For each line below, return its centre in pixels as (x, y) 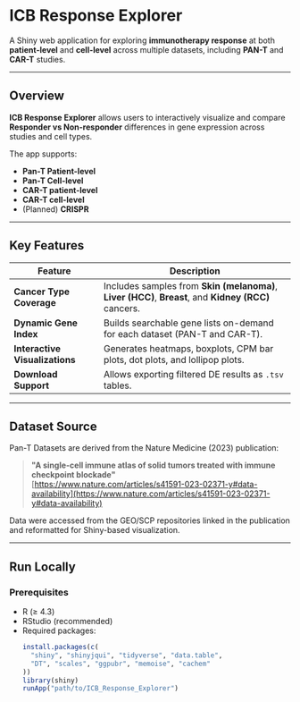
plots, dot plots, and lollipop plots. (174, 359)
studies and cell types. (51, 136)
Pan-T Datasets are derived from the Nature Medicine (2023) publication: (144, 448)
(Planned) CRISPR (55, 209)
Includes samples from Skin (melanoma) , (191, 285)
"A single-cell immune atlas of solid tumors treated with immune (153, 465)
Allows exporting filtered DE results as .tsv (194, 374)
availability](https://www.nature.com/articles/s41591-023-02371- (150, 494)
